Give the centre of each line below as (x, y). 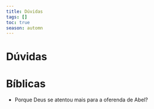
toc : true (18, 22)
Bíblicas (26, 84)
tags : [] (17, 17)
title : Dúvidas (25, 11)
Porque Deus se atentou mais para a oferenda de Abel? (81, 100)
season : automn (25, 28)
